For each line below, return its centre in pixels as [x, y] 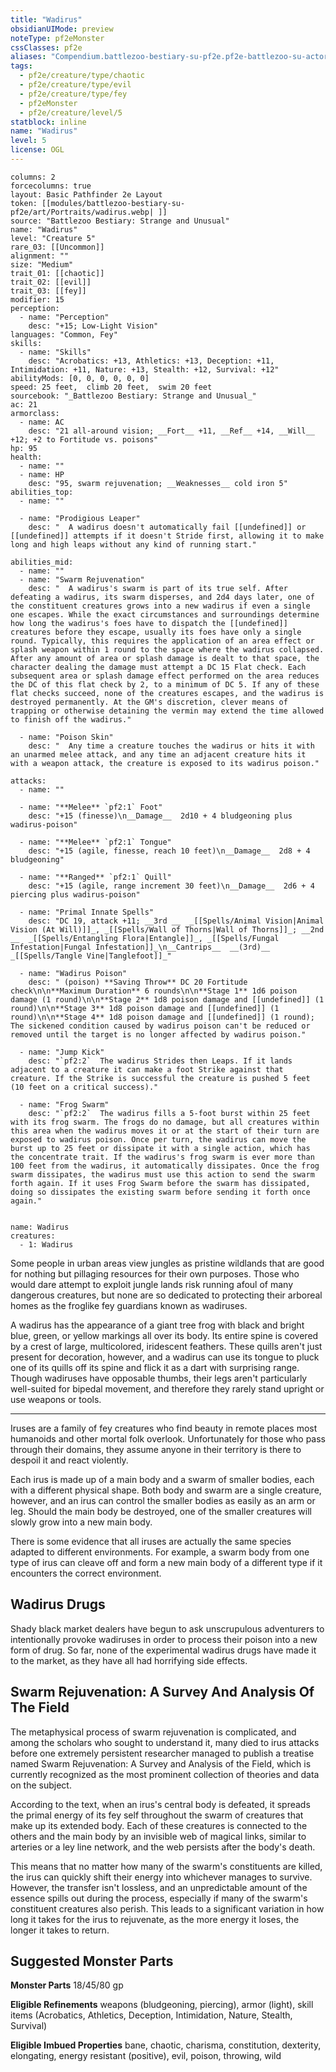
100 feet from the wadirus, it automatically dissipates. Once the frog [165, 1166]
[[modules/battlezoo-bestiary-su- [113, 203]
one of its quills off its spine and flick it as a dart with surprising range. [155, 1367]
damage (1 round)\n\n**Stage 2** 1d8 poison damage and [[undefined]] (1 [167, 999]
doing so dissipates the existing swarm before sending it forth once [160, 1192]
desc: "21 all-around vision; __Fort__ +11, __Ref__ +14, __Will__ [171, 431]
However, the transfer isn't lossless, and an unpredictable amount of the [159, 1887]
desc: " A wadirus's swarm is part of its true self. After [158, 588]
